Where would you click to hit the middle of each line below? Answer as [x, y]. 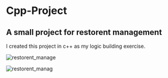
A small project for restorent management [84, 32]
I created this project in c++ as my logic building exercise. [76, 46]
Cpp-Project [37, 11]
